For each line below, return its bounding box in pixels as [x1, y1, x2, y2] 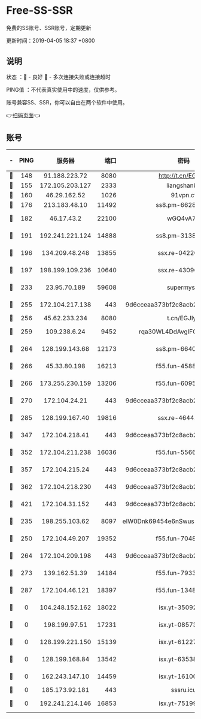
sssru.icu [170, 685, 197, 694]
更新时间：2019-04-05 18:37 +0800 [6, 37, 95, 44]
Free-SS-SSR [6, 4, 73, 17]
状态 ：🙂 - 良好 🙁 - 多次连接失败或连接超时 [6, 73, 111, 80]
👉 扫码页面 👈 [6, 112, 41, 119]
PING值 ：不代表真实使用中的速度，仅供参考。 [6, 86, 120, 93]
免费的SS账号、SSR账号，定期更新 [6, 24, 92, 31]
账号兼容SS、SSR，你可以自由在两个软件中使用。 [6, 98, 128, 106]
